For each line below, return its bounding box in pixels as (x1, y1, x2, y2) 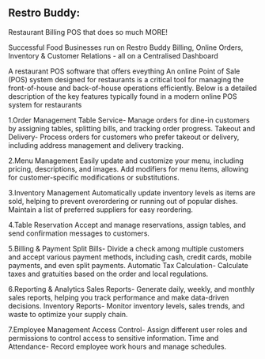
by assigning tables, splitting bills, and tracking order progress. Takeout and (8, 123, 256, 133)
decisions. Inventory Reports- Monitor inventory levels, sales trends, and (8, 300, 245, 311)
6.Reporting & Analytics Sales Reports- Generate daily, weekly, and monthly (8, 284, 256, 293)
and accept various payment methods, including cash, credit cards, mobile (8, 252, 252, 262)
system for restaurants (8, 100, 82, 109)
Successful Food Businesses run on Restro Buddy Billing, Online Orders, (8, 43, 244, 52)
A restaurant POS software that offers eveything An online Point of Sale (8, 66, 240, 76)
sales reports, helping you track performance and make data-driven (8, 293, 229, 302)
